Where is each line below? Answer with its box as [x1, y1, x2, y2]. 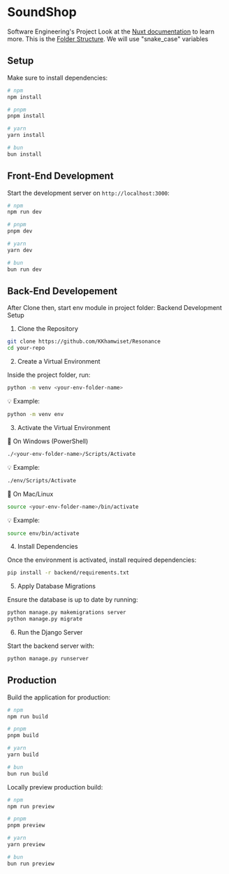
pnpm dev [7, 228, 33, 235]
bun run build [7, 770, 49, 777]
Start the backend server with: [7, 642, 95, 650]
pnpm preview [7, 822, 45, 829]
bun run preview [7, 860, 54, 867]
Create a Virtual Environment [17, 357, 101, 366]
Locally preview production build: [7, 783, 103, 791]
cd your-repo [7, 345, 45, 352]
